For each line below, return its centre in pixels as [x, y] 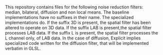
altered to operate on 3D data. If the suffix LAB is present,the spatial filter [78, 28]
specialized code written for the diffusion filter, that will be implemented [77, 43]
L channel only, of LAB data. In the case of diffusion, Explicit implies [73, 38]
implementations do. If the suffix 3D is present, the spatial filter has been [78, 22]
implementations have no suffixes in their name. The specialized [69, 17]
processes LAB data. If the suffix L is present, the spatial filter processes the [81, 33]
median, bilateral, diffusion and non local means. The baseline [67, 12]
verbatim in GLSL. [23, 48]
